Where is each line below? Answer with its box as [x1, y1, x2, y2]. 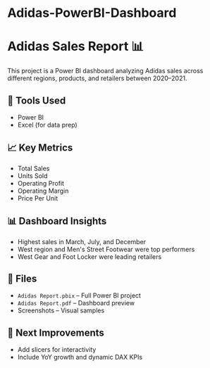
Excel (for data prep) [17, 120, 78, 129]
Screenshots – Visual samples [17, 306, 105, 315]
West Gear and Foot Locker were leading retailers [17, 252, 162, 261]
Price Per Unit [17, 193, 58, 202]
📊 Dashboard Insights [7, 215, 107, 227]
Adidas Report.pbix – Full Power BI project [17, 291, 141, 300]
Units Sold [17, 171, 48, 180]
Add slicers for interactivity [17, 345, 97, 354]
